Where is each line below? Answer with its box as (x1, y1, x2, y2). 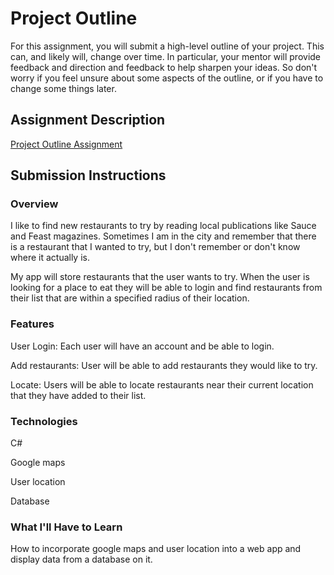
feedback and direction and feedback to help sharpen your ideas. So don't (10, 61, 318, 73)
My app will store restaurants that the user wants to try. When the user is (10, 271, 310, 283)
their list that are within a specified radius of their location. (10, 292, 250, 304)
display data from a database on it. (10, 553, 153, 566)
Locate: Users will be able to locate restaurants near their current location (10, 378, 314, 391)
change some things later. (10, 82, 117, 94)
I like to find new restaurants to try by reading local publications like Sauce (10, 220, 317, 232)
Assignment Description (10, 112, 166, 129)
